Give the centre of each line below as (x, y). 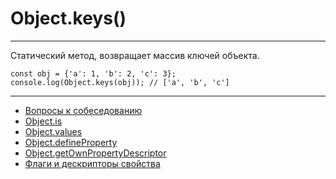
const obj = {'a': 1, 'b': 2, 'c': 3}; (93, 73)
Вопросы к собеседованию (83, 110)
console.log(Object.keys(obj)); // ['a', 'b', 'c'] (120, 82)
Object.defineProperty (71, 142)
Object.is (43, 121)
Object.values (53, 131)
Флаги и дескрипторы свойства (92, 163)
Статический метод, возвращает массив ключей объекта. (135, 55)
